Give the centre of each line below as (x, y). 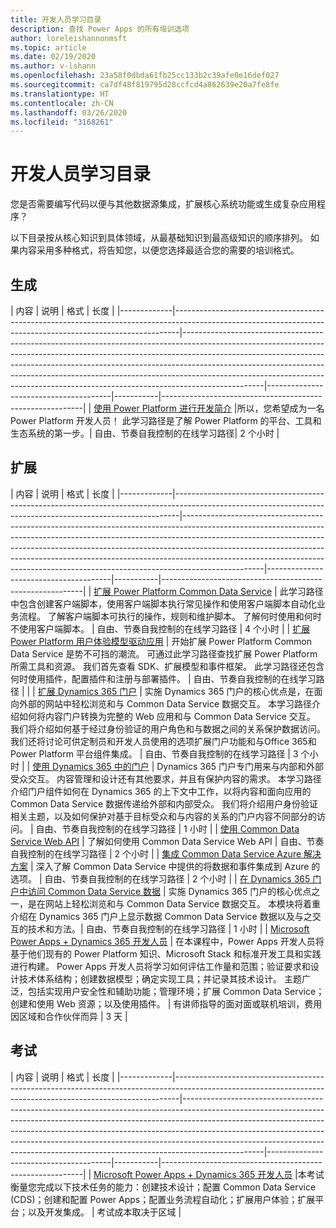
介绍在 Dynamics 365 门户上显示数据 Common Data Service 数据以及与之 (161, 916)
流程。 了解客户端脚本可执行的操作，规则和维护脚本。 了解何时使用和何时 (170, 616)
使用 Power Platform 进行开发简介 (162, 408)
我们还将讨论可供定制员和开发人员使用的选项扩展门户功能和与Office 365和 (163, 741)
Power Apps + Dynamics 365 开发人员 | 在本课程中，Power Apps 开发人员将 (167, 941)
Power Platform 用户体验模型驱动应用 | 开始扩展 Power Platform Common (161, 641)
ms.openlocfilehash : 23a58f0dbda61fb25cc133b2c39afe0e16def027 (145, 76)
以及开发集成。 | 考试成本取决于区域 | (104, 1212)
